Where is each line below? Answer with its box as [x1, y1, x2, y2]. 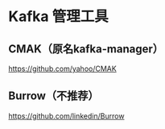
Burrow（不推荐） [8, 89, 99, 103]
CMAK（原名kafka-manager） [8, 42, 163, 56]
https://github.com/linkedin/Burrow [8, 110, 125, 121]
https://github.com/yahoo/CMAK [8, 64, 117, 73]
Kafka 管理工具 [8, 7, 109, 26]
